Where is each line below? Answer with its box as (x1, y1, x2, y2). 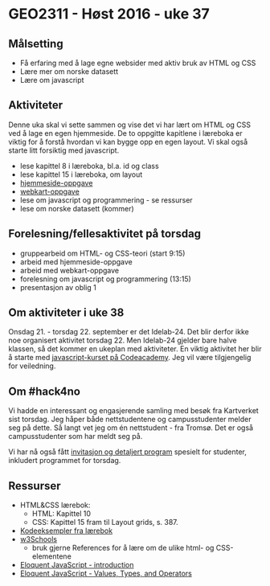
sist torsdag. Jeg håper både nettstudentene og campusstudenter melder (8, 415, 252, 424)
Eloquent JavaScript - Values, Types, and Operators (19, 568, 193, 579)
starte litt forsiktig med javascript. (8, 145, 120, 155)
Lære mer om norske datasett (19, 67, 119, 76)
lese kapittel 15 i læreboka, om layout (19, 170, 143, 179)
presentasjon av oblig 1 (19, 282, 96, 292)
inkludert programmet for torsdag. (8, 456, 121, 465)
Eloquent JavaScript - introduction (19, 560, 134, 570)
